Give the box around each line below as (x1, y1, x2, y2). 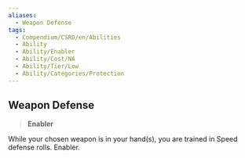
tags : (8, 26, 26, 34)
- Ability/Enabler (15, 48, 76, 56)
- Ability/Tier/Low (15, 63, 79, 70)
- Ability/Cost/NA (15, 56, 76, 63)
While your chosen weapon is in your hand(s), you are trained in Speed (8, 135, 238, 144)
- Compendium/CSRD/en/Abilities (15, 33, 122, 41)
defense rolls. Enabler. (8, 142, 81, 153)
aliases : (8, 11, 37, 20)
